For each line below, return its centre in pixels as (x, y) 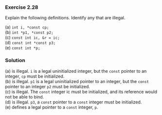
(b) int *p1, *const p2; (29, 33)
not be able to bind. (25, 97)
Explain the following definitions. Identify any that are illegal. (65, 18)
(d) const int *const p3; (30, 43)
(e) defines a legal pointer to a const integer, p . (52, 107)
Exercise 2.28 (22, 7)
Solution (15, 61)
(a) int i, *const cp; (27, 27)
